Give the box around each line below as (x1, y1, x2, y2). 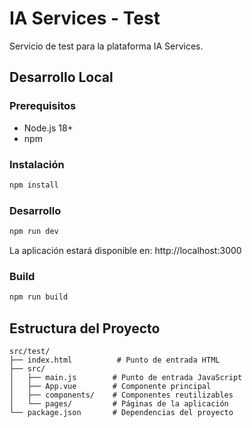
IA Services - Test (9, 7, 161, 30)
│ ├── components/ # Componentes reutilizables (9, 390, 234, 400)
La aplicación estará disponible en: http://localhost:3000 (9, 244, 242, 256)
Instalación (9, 157, 65, 171)
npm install (9, 180, 59, 190)
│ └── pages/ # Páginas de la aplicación (9, 398, 229, 409)
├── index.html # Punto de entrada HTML (9, 355, 221, 365)
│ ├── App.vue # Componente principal (9, 381, 212, 391)
